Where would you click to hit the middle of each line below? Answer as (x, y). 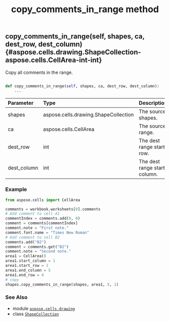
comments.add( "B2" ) (26, 242)
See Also (16, 297)
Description (153, 103)
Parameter (21, 103)
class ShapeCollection (36, 314)
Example (16, 189)
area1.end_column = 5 (28, 270)
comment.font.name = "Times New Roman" (47, 232)
